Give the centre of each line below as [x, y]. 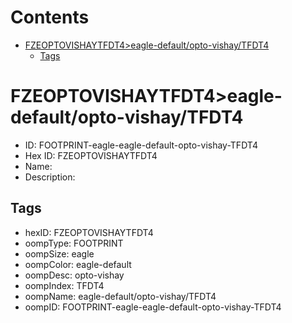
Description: [50, 177]
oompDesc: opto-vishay [74, 275]
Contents [50, 17]
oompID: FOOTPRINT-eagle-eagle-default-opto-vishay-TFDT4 [153, 307]
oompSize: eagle [59, 253]
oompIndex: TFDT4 [64, 285]
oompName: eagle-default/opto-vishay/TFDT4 [120, 296]
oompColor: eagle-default [78, 264]
